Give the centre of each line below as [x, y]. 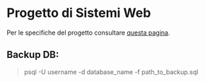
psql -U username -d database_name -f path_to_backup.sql [111, 71]
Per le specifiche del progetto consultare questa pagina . [88, 33]
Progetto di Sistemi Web [79, 13]
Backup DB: [33, 55]
